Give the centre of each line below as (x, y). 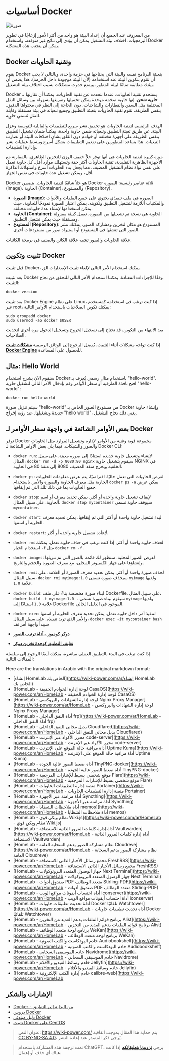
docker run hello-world (31, 398)
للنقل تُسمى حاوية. (23, 115)
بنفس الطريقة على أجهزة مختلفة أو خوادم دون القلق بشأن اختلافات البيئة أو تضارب (83, 136)
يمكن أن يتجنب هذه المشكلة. (33, 45)
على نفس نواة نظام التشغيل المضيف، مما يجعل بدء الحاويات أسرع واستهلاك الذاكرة (83, 167)
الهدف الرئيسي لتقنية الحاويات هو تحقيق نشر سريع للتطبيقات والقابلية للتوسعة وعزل (84, 125)
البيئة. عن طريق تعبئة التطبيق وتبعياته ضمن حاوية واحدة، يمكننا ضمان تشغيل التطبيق (83, 131)
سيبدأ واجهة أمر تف (31, 624)
